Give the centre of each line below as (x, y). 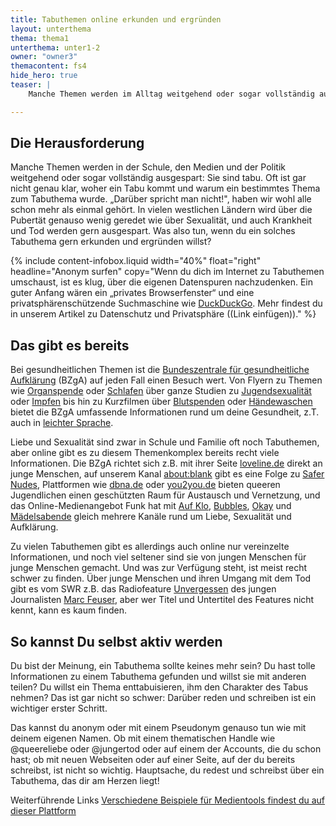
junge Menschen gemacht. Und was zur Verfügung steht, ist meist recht (159, 568)
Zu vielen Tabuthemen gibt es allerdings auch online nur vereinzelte (150, 547)
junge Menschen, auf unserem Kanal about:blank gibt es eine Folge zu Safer (167, 474)
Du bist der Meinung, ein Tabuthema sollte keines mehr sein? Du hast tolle (163, 666)
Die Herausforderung (77, 143)
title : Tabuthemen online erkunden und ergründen (116, 19)
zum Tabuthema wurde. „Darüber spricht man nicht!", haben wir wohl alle (161, 199)
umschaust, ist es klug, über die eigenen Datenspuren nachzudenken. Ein (161, 282)
